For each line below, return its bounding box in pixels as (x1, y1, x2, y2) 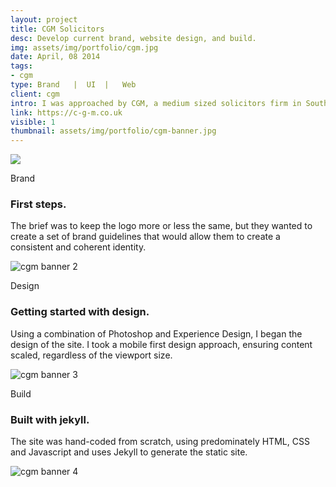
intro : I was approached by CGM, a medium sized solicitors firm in (10, 98, 302, 108)
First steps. (10, 197, 67, 211)
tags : (10, 61, 33, 71)
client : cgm (10, 89, 60, 99)
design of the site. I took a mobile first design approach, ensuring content (10, 338, 313, 350)
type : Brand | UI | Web (10, 80, 137, 90)
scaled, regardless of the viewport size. (10, 349, 173, 361)
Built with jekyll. (10, 412, 90, 426)
